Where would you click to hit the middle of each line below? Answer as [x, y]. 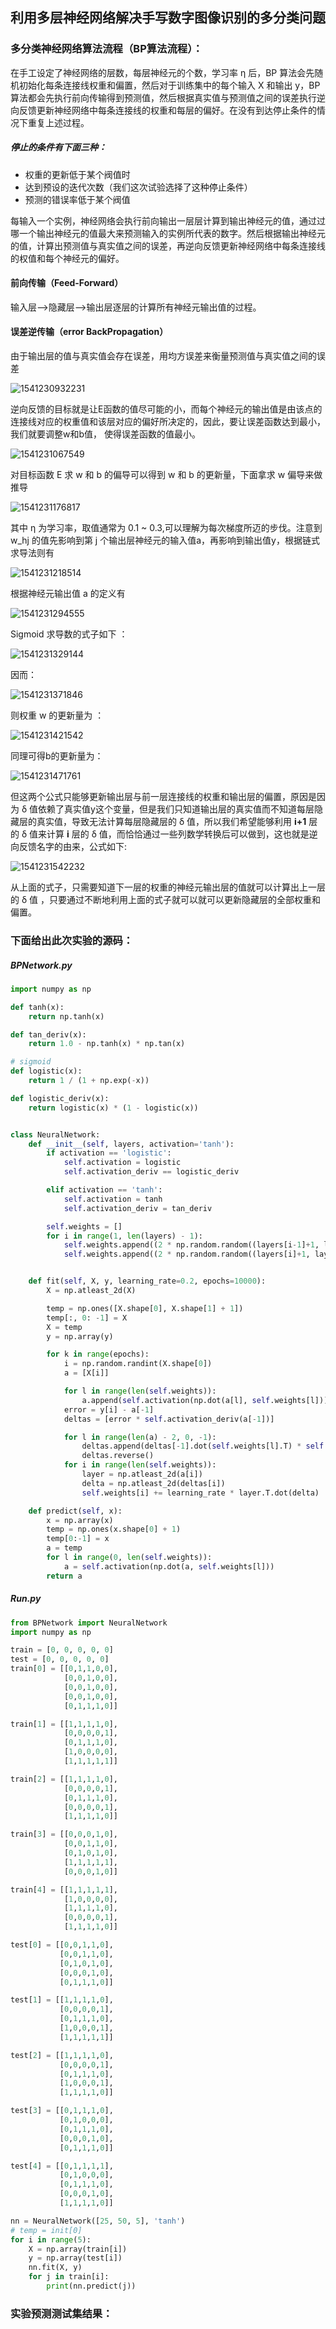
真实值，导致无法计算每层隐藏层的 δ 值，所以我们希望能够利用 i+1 [171, 822]
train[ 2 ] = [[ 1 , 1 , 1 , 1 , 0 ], [64, 1779]
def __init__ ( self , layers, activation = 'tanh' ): [131, 1144]
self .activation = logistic [122, 1163]
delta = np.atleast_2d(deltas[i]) [153, 1483]
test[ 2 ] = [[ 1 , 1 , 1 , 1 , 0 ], [62, 2055]
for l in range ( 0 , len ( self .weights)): [129, 1558]
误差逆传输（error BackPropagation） [89, 332]
